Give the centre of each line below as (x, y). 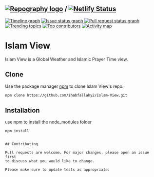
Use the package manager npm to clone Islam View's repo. (64, 86)
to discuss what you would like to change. (50, 161)
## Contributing (21, 144)
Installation (22, 110)
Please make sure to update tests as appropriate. (58, 170)
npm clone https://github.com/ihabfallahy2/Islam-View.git (66, 95)
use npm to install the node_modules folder (48, 122)
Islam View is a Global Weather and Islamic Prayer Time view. (67, 59)
